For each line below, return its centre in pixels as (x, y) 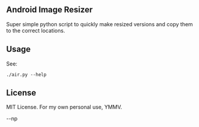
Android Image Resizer (49, 10)
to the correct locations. (36, 30)
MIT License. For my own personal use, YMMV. (64, 107)
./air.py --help (26, 75)
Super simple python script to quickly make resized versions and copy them (99, 24)
